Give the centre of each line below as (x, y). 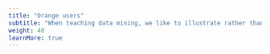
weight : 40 (27, 30)
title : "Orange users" (46, 15)
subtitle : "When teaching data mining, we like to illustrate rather (127, 23)
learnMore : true (35, 38)
